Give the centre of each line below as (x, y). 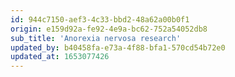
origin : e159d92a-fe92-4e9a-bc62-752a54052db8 (109, 29)
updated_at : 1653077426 (60, 57)
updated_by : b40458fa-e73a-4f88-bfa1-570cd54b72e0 (118, 47)
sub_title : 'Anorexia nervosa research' (96, 38)
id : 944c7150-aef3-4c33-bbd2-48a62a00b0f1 (100, 19)
